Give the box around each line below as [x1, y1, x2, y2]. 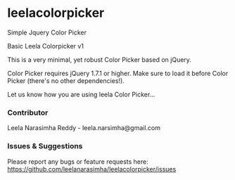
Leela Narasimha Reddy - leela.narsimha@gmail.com [7, 124, 160, 132]
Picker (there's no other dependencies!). [7, 76, 125, 85]
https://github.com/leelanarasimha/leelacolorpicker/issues [7, 165, 177, 173]
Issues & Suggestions [7, 141, 83, 151]
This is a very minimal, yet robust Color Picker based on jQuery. [7, 55, 192, 64]
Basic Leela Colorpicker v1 [7, 41, 84, 50]
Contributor [7, 108, 49, 117]
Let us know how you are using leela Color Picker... [7, 90, 155, 98]
